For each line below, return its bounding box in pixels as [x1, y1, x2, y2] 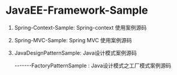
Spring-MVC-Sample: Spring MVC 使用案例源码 [14, 36, 133, 43]
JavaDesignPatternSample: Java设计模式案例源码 [14, 49, 137, 57]
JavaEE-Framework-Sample [5, 4, 148, 17]
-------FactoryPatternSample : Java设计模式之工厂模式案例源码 [14, 62, 172, 69]
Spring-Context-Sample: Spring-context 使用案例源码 [14, 24, 147, 31]
